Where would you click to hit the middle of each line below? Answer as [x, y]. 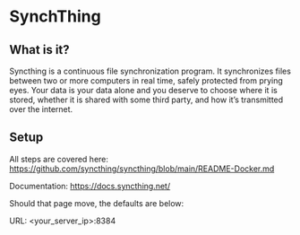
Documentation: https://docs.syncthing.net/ [90, 186]
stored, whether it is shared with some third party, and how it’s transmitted [146, 100]
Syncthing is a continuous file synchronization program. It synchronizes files [150, 71]
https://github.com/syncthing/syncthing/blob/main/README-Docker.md [142, 169]
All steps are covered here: [59, 159]
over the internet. [41, 109]
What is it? [39, 50]
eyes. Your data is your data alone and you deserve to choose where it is [143, 90]
